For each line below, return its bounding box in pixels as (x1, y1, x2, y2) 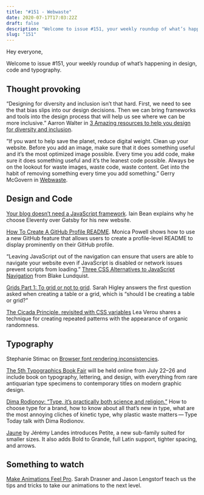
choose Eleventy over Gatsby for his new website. (6, 216, 132, 223)
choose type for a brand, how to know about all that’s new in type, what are (6, 404, 195, 411)
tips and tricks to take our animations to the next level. (6, 482, 141, 489)
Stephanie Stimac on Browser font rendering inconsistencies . (6, 355, 160, 362)
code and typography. (6, 66, 62, 73)
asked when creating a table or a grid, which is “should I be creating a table (6, 290, 195, 297)
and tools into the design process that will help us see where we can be (6, 113, 185, 120)
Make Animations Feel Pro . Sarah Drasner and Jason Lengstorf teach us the (6, 476, 196, 483)
